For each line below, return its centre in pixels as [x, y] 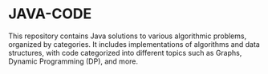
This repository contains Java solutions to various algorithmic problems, [128, 36]
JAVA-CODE [50, 14]
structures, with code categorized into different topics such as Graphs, [125, 53]
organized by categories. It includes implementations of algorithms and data [134, 44]
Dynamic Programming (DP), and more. [73, 61]
